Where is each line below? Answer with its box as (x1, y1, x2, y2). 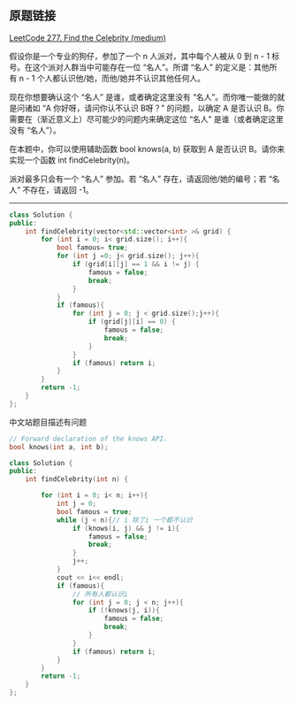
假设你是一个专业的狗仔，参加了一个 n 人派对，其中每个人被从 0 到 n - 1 (9, 50, 270, 61)
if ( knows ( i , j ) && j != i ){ (72, 524, 179, 533)
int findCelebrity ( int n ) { (25, 475, 128, 484)
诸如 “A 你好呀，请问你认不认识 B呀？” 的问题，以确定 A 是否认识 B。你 (24, 103, 285, 113)
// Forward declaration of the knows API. (9, 434, 168, 443)
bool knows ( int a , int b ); (9, 442, 109, 451)
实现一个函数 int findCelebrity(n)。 (9, 154, 135, 165)
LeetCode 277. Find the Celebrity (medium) (9, 32, 166, 42)
